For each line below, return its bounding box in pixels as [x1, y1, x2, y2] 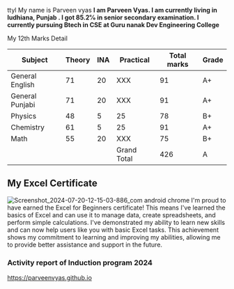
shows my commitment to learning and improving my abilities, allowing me [7, 233, 221, 241]
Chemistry [10, 123, 45, 132]
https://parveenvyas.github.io [7, 274, 93, 282]
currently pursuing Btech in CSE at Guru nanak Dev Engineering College [7, 21, 219, 29]
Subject [22, 55, 48, 65]
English [10, 80, 35, 89]
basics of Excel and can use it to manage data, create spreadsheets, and [7, 210, 216, 219]
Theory [65, 55, 91, 65]
